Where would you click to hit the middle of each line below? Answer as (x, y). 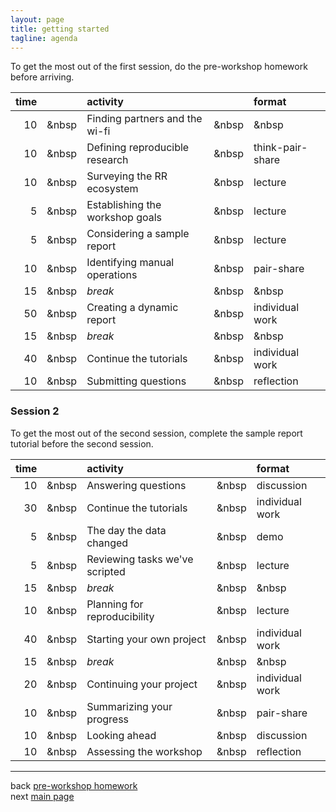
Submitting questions (136, 381)
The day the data (126, 530)
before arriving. (42, 77)
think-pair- (280, 148)
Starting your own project (146, 639)
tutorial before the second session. (82, 443)
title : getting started (60, 29)
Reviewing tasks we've (140, 559)
